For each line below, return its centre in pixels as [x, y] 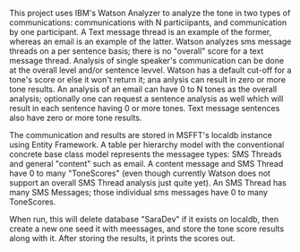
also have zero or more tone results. [76, 117]
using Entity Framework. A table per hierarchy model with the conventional [147, 144]
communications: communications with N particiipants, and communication [148, 22]
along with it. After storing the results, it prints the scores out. [122, 238]
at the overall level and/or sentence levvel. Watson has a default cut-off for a [150, 70]
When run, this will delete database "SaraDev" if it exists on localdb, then [144, 219]
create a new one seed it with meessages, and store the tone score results [147, 229]
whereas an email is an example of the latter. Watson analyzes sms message [150, 41]
